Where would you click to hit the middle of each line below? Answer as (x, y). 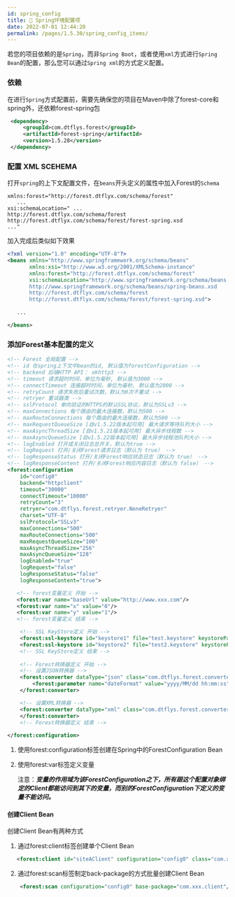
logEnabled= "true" (47, 561)
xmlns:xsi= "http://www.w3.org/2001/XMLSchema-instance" (112, 267)
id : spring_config (34, 14)
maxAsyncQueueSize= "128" (56, 555)
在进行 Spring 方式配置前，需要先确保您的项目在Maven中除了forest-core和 (113, 99)
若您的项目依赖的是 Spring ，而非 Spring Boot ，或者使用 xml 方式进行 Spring (113, 54)
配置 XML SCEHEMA (42, 167)
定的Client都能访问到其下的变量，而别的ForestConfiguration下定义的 (118, 789)
